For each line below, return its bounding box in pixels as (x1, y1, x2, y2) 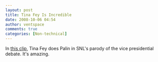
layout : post (5, 7, 33, 13)
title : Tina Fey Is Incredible (5, 12, 72, 17)
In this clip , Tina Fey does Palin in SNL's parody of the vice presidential (5, 46, 154, 51)
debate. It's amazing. (5, 51, 49, 57)
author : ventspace (5, 22, 44, 27)
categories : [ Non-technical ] (5, 31, 67, 36)
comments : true (5, 27, 38, 32)
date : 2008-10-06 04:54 (5, 17, 56, 22)
